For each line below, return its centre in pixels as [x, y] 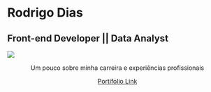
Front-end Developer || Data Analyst [88, 38]
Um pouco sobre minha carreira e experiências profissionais [117, 68]
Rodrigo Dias [45, 13]
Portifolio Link [117, 81]
